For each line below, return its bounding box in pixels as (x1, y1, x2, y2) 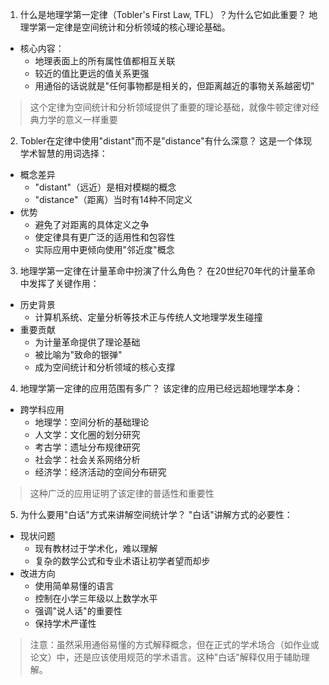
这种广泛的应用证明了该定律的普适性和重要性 (29, 488, 215, 499)
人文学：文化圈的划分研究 (34, 429, 141, 440)
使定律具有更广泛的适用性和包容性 (34, 231, 176, 243)
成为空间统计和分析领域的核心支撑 (34, 361, 176, 373)
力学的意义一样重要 (38, 114, 118, 125)
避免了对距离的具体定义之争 (34, 219, 150, 230)
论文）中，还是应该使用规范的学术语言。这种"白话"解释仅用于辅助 (29, 651, 302, 663)
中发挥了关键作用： (19, 278, 100, 289)
